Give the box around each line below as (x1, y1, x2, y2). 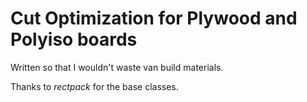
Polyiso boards (10, 28, 138, 51)
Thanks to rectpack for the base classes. (10, 80, 179, 92)
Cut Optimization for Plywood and (10, 7, 298, 30)
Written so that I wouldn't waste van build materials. (10, 61, 224, 73)
